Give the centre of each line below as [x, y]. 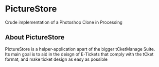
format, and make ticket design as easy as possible [56, 59]
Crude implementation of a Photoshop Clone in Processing [64, 22]
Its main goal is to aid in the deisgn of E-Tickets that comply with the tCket [79, 54]
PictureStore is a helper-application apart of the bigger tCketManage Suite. [80, 49]
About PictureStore [35, 37]
